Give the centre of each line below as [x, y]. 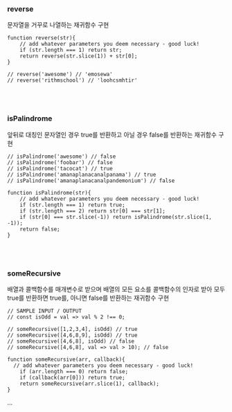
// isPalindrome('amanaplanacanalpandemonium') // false [91, 181]
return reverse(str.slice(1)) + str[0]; [79, 56]
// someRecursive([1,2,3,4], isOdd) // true [72, 329]
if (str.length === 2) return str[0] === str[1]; [93, 211]
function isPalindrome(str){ [49, 192]
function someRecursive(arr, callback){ [66, 359]
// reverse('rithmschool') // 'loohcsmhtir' [72, 80]
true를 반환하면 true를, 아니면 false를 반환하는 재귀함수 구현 [88, 298]
